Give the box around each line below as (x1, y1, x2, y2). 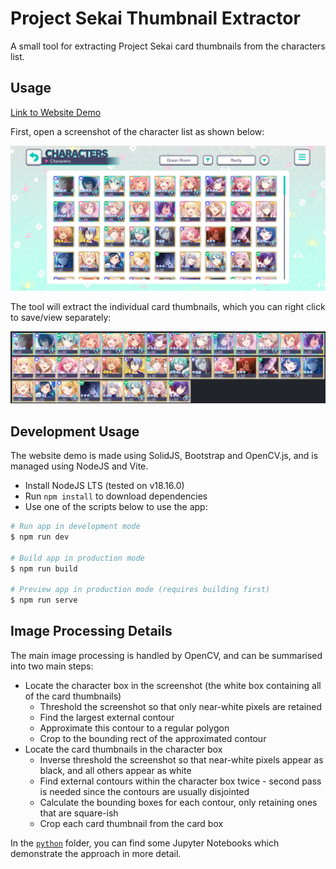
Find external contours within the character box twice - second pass (39, 775, 322, 787)
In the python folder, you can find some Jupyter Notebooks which (10, 837, 280, 849)
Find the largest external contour (39, 711, 175, 723)
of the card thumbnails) (24, 690, 122, 702)
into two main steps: (10, 660, 94, 672)
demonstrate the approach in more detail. (10, 847, 182, 859)
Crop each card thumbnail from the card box (39, 817, 224, 829)
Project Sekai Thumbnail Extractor (10, 7, 301, 30)
